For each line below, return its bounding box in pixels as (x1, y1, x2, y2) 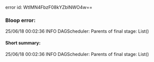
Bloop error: (5, 17, 36, 24)
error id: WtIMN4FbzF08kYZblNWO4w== (5, 5, 93, 10)
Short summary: (5, 40, 41, 46)
